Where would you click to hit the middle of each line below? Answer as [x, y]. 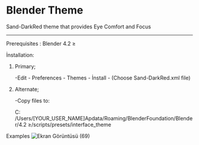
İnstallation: [20, 55]
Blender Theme [45, 10]
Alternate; [27, 89]
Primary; [25, 66]
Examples [18, 136]
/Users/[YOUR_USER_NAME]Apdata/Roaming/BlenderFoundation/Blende [104, 118]
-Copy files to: [32, 100]
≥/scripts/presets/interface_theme [69, 124]
